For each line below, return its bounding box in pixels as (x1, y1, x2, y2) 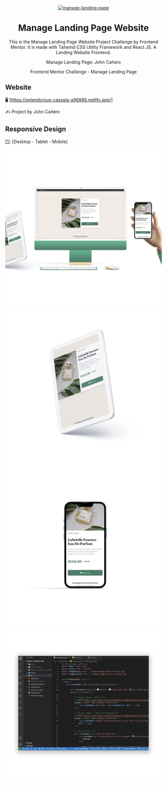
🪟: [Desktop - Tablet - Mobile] (5, 138, 68, 144)
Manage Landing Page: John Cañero (46, 59, 121, 65)
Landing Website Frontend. (56, 49, 111, 55)
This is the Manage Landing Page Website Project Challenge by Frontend (8, 38, 159, 44)
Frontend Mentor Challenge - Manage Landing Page (30, 68, 137, 74)
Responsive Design (5, 125, 66, 134)
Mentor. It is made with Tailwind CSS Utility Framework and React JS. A (10, 44, 157, 50)
